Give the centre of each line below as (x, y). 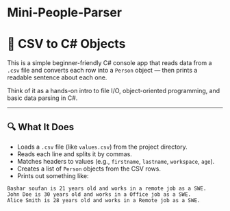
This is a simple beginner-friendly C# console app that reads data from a (110, 63)
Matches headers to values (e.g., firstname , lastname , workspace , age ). (116, 161)
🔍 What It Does (41, 127)
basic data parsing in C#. (42, 98)
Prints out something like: (53, 175)
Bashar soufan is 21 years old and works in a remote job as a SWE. (107, 188)
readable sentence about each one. (57, 77)
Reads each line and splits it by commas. (74, 154)
